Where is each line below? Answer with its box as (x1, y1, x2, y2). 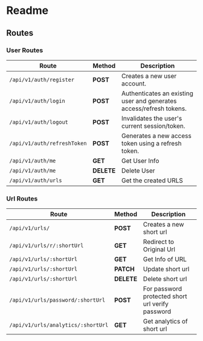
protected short (143, 292, 187, 300)
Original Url (143, 245, 175, 254)
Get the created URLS (121, 176, 183, 185)
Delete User (121, 166, 155, 174)
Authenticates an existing (121, 89, 193, 98)
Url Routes (6, 194, 38, 203)
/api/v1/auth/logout (9, 119, 68, 125)
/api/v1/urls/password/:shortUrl (9, 297, 106, 303)
